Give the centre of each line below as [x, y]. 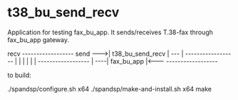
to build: [20, 75]
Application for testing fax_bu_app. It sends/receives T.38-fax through [110, 32]
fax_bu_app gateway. [38, 39]
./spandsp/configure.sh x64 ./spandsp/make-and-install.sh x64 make [110, 89]
